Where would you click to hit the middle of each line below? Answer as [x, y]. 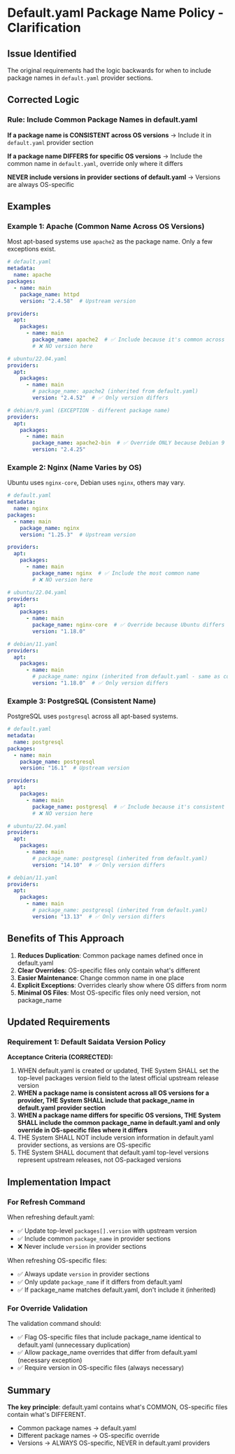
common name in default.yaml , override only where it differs [95, 163]
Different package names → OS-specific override [88, 1436]
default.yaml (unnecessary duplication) [74, 1345]
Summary [29, 1390]
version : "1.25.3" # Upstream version [78, 534]
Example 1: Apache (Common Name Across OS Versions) [106, 226]
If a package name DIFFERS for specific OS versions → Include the [105, 156]
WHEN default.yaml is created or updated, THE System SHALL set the [118, 1071]
